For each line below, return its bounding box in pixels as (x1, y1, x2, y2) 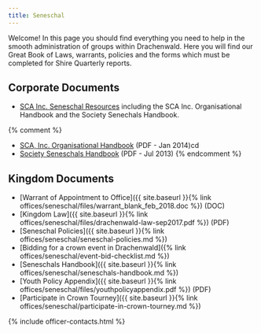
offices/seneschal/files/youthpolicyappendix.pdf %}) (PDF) (19, 285, 211, 294)
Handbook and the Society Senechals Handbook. (19, 110, 179, 120)
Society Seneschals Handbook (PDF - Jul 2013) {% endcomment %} (19, 149, 242, 158)
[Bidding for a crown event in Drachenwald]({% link (19, 243, 186, 253)
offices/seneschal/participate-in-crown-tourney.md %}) (19, 302, 202, 311)
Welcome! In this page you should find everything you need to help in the (8, 33, 245, 43)
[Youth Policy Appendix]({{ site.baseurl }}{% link (19, 276, 177, 286)
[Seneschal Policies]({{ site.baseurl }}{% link (19, 226, 165, 236)
